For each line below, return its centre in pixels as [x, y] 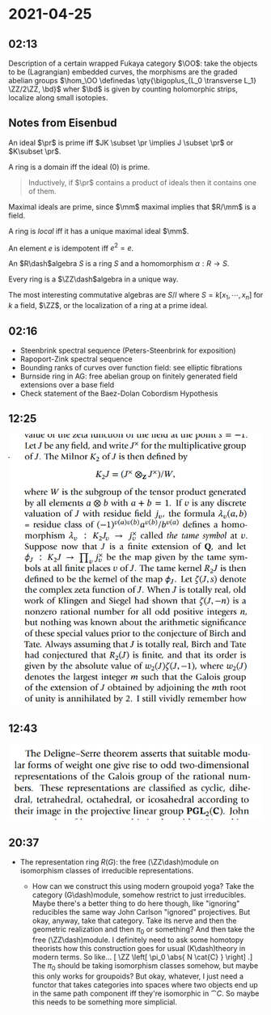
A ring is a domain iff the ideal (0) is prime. [79, 167]
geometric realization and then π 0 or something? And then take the [143, 930]
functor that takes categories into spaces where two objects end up [145, 984]
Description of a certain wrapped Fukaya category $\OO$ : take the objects [133, 63]
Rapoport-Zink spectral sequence [76, 359]
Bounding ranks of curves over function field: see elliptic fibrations [131, 368]
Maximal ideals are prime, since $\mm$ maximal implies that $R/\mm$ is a [132, 206]
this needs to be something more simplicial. [105, 1002]
